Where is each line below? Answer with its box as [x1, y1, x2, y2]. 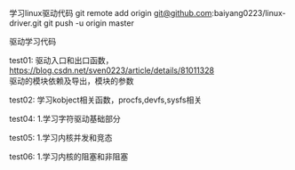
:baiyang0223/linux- [211, 8, 286, 18]
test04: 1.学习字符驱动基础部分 [9, 114, 122, 124]
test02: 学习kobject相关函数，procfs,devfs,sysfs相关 [9, 94, 203, 105]
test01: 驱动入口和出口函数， [9, 55, 114, 65]
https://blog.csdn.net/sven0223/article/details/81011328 [9, 65, 215, 76]
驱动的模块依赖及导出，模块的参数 [9, 76, 134, 86]
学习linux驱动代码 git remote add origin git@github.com [9, 8, 212, 18]
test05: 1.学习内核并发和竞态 [9, 133, 113, 142]
